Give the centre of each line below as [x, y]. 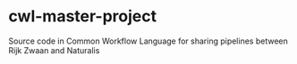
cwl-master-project [83, 16]
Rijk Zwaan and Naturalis [54, 50]
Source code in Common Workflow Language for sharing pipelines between [148, 41]
